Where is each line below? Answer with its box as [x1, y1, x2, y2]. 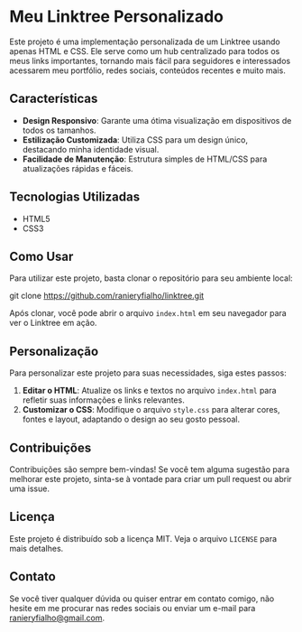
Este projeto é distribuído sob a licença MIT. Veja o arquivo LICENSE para [9, 533, 278, 544]
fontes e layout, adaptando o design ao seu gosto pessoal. [22, 414, 241, 425]
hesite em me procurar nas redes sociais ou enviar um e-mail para [9, 602, 256, 613]
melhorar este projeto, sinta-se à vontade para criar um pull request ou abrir [9, 474, 292, 484]
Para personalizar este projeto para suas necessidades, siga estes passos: [9, 367, 287, 378]
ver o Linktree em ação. [9, 318, 97, 329]
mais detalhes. [9, 543, 64, 553]
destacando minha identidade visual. [22, 144, 160, 154]
